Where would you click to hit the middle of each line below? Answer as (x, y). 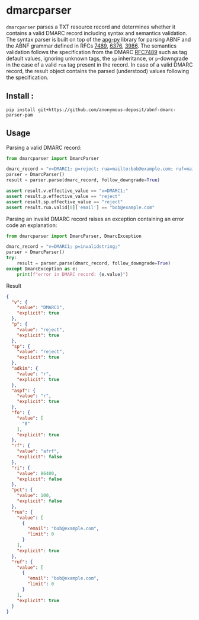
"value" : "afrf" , (38, 451)
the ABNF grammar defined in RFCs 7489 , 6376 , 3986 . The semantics (91, 46)
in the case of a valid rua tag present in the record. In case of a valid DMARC (99, 64)
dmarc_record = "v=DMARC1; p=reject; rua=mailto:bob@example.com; (90, 169)
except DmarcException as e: (42, 269)
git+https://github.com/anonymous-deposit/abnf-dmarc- (107, 110)
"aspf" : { (23, 391)
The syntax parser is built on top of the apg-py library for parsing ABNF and (99, 39)
